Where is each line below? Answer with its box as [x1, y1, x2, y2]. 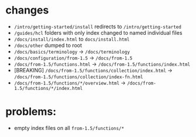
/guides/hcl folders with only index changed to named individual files [13, 29, 183, 36]
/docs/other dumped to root [13, 42, 83, 49]
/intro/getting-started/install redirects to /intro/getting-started [13, 23, 181, 30]
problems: [5, 105, 57, 118]
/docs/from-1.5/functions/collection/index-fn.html [13, 74, 143, 80]
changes [5, 4, 49, 17]
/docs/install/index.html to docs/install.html [13, 35, 130, 42]
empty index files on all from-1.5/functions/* [13, 124, 124, 131]
